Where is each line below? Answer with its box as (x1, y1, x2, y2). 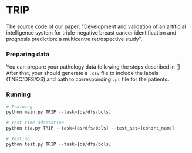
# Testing (6, 136, 31, 142)
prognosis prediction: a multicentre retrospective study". (6, 35, 143, 42)
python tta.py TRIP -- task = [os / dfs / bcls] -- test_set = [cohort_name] (6, 125, 175, 131)
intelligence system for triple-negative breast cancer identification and (6, 29, 177, 36)
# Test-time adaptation (6, 120, 65, 126)
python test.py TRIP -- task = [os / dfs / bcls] (6, 141, 112, 147)
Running (6, 90, 31, 98)
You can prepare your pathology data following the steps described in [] (6, 63, 180, 70)
